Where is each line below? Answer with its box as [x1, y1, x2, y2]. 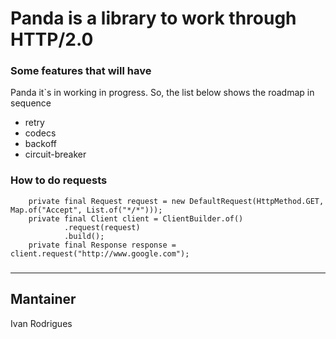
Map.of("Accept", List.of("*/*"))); [10, 205, 163, 215]
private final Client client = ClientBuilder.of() [28, 213, 244, 224]
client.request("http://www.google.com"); [10, 248, 190, 259]
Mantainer [10, 291, 77, 308]
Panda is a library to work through [10, 7, 297, 30]
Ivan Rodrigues [10, 317, 73, 329]
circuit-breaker [24, 148, 87, 161]
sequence [10, 97, 52, 109]
